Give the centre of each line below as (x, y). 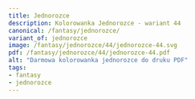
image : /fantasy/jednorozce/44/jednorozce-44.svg (93, 46)
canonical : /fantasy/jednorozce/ (64, 30)
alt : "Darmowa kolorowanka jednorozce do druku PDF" (98, 61)
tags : (17, 68)
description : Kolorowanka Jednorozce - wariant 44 (95, 23)
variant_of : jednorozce (48, 38)
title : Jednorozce (39, 16)
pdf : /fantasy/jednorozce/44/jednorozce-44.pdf (89, 53)
